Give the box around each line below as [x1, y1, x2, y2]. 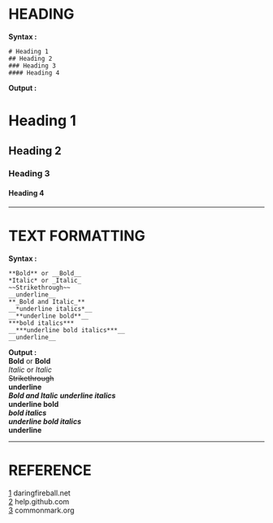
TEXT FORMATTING [8, 227, 146, 244]
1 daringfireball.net [8, 488, 71, 498]
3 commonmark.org [8, 505, 75, 515]
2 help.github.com [8, 496, 70, 506]
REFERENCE [8, 460, 92, 479]
